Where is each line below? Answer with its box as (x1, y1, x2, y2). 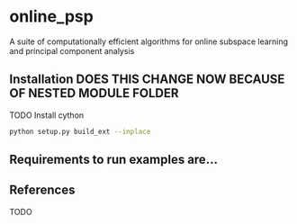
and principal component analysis (9, 45, 135, 56)
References (9, 183, 76, 198)
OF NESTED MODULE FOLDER (9, 85, 179, 101)
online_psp (9, 6, 94, 27)
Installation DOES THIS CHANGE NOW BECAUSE (9, 72, 285, 87)
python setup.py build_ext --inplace (9, 127, 151, 136)
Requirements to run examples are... (9, 152, 219, 167)
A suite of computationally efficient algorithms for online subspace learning (9, 36, 289, 47)
